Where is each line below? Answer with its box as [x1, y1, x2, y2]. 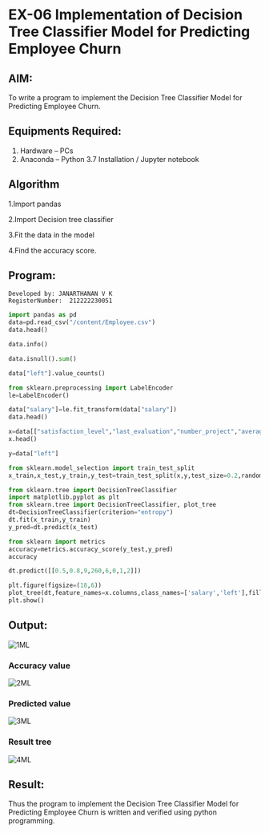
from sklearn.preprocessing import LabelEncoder [8, 383, 174, 392]
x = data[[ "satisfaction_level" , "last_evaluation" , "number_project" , [8, 427, 239, 436]
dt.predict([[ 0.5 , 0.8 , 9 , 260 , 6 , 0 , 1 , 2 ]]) [8, 567, 142, 575]
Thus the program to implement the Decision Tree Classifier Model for [8, 799, 239, 809]
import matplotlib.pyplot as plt [8, 493, 120, 502]
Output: [8, 619, 48, 633]
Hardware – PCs [19, 146, 74, 156]
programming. [8, 816, 55, 826]
